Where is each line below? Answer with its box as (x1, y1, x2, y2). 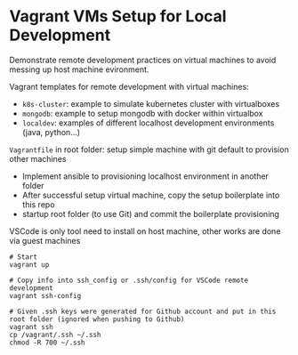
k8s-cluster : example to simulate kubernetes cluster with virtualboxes (21, 98, 280, 109)
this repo (21, 198, 55, 210)
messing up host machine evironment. (9, 64, 149, 75)
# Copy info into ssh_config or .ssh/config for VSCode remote (9, 276, 249, 285)
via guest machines (9, 235, 81, 246)
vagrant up (9, 260, 50, 269)
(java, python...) (21, 126, 81, 137)
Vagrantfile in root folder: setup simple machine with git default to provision (9, 144, 289, 155)
